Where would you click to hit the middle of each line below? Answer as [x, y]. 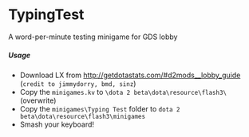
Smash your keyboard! [57, 124]
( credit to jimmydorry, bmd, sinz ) [78, 83]
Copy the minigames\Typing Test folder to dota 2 [100, 108]
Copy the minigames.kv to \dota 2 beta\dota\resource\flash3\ [123, 92]
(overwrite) [38, 100]
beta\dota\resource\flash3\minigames [83, 116]
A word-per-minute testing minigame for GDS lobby [93, 37]
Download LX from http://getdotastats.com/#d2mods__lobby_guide [130, 75]
